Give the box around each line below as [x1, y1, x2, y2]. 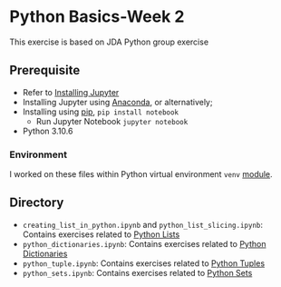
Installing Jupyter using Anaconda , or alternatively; [22, 96, 213, 107]
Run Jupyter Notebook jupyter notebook [35, 115, 189, 126]
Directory [9, 195, 64, 211]
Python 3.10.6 [22, 125, 73, 136]
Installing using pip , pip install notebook [22, 106, 179, 117]
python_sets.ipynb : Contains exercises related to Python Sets [22, 267, 253, 278]
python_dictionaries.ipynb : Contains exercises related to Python [22, 238, 266, 249]
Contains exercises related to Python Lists [22, 229, 180, 240]
